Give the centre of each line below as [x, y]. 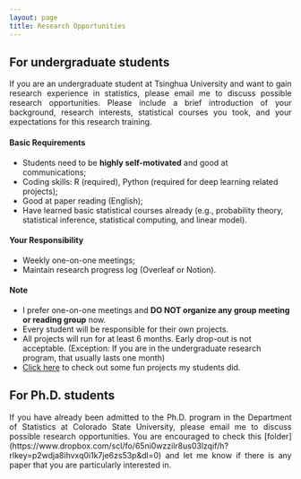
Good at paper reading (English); [82, 200]
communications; [54, 172]
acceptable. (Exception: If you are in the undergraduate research [142, 348]
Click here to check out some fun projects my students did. [131, 367]
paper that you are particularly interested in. [90, 465]
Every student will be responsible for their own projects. [125, 329]
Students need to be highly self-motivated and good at [125, 162]
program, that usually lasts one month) [94, 357]
